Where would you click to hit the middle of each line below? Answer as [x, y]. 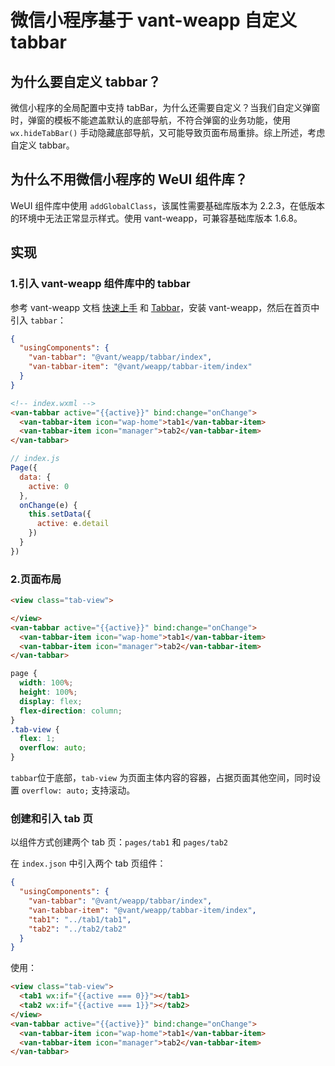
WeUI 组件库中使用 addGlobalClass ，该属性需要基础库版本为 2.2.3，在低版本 [167, 205]
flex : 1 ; [37, 739]
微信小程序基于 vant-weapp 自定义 [154, 20]
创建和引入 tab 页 [51, 818]
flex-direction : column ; [71, 711]
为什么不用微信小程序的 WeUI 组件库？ [129, 179]
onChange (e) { [48, 505]
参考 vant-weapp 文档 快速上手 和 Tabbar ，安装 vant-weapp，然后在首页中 [165, 307]
